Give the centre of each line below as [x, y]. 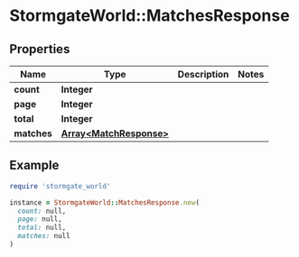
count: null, [42, 211]
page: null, [40, 219]
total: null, [42, 228]
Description [203, 74]
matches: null [44, 236]
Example [34, 165]
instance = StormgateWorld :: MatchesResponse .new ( [105, 202]
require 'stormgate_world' [60, 186]
